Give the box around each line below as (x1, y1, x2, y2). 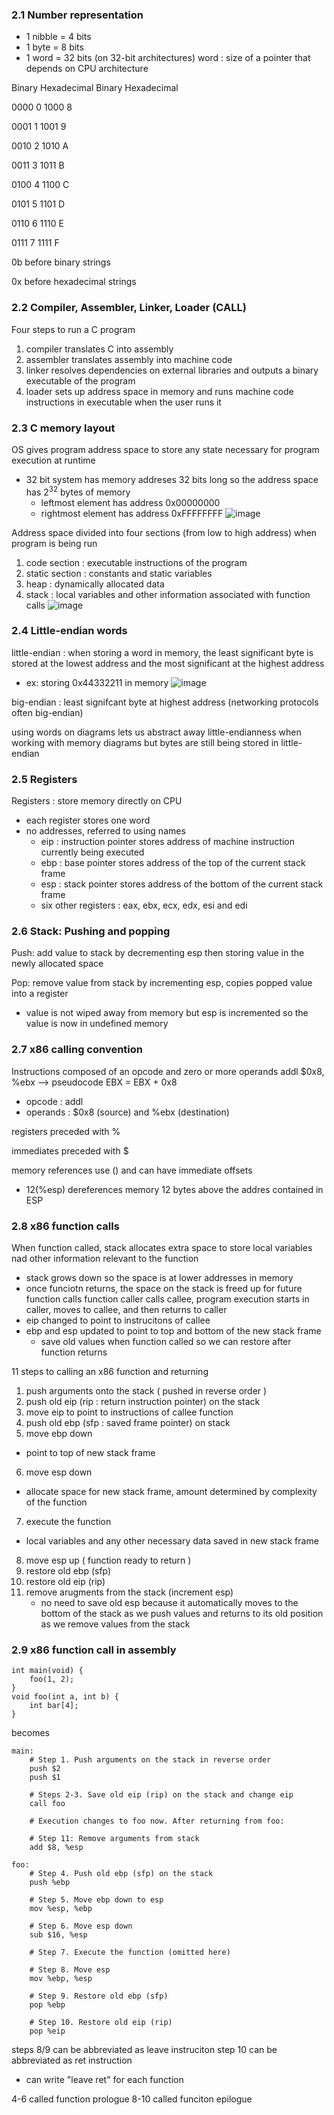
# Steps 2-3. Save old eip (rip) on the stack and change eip (29, 1790, 294, 1800)
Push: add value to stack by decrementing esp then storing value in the (11, 947, 305, 959)
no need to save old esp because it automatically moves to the (40, 1597, 299, 1609)
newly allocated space (11, 958, 104, 970)
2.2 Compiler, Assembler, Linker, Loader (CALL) (11, 301, 247, 315)
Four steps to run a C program (11, 323, 136, 335)
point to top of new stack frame (25, 1447, 156, 1459)
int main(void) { (11, 1666, 84, 1676)
